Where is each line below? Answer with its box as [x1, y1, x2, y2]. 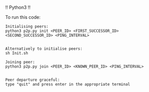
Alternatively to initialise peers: [5, 46, 83, 51]
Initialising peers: [5, 24, 49, 29]
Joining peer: [5, 59, 35, 65]
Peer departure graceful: [5, 77, 60, 82]
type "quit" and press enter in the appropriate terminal [5, 82, 130, 87]
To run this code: [5, 14, 41, 20]
